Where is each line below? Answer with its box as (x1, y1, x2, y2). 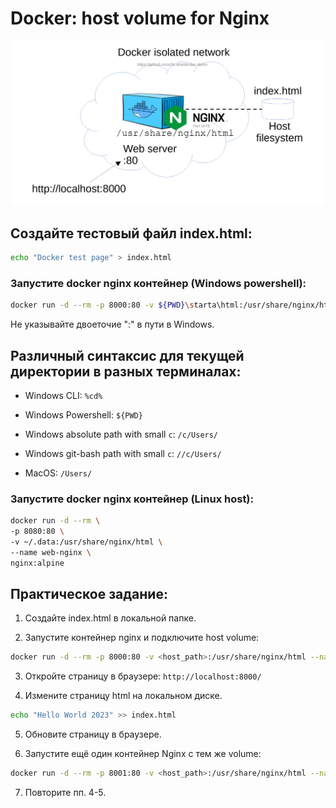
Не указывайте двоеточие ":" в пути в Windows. (10, 318, 215, 331)
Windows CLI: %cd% (24, 389, 103, 401)
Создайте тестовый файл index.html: (10, 225, 253, 242)
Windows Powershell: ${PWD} (24, 408, 143, 421)
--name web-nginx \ (10, 547, 92, 557)
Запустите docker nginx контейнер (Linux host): (10, 492, 255, 506)
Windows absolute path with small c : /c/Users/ (24, 428, 219, 440)
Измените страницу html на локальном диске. (24, 690, 223, 702)
